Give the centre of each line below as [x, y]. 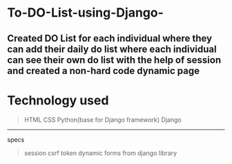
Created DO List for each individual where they [110, 38]
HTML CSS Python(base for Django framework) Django [103, 120]
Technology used [58, 100]
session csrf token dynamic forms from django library [100, 153]
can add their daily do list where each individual [112, 49]
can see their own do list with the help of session [114, 60]
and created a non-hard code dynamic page [104, 71]
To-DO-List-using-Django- [86, 13]
